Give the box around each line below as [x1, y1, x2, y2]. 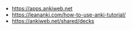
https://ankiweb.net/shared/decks [11, 18, 94, 24]
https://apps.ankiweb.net [11, 5, 72, 12]
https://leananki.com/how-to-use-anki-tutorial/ [11, 11, 126, 18]
